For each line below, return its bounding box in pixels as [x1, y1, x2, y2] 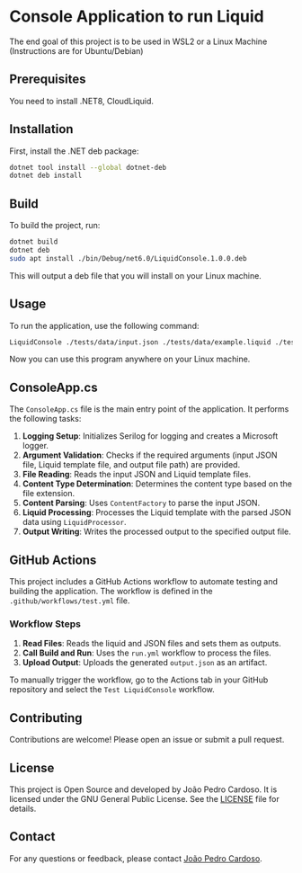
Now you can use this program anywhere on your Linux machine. [9, 353, 251, 365]
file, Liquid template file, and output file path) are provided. [22, 459, 241, 470]
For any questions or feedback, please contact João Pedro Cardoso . [9, 852, 262, 864]
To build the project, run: [9, 220, 101, 231]
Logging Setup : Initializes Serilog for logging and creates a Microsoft [22, 431, 279, 441]
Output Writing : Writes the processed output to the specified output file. [22, 526, 291, 537]
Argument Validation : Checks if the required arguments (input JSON [22, 450, 278, 460]
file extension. [22, 488, 75, 499]
